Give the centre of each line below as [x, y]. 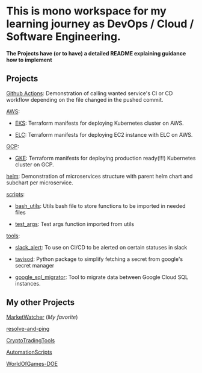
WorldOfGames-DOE [32, 363]
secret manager [35, 265]
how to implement [29, 60]
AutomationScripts [29, 352]
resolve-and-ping [28, 328]
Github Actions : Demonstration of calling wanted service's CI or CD [90, 93]
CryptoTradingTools [31, 340]
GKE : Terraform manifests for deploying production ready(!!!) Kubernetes [105, 158]
